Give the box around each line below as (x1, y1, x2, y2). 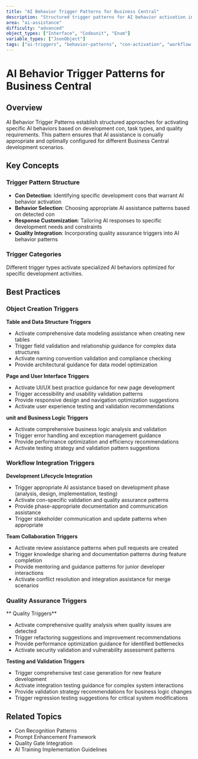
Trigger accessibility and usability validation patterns (14, 390, 143, 397)
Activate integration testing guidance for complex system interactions (14, 682, 184, 689)
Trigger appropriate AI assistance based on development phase (14, 484, 170, 491)
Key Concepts (6, 160, 59, 171)
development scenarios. (6, 143, 65, 150)
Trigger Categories (6, 250, 62, 258)
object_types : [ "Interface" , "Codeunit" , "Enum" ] (6, 31, 131, 37)
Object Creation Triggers (6, 305, 79, 313)
